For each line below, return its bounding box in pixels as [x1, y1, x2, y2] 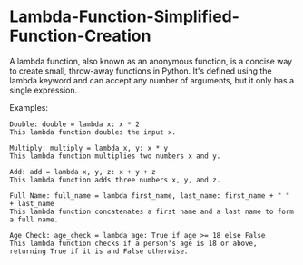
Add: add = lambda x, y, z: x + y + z [9, 167, 156, 176]
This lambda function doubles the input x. [9, 127, 177, 137]
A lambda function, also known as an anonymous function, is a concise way [9, 55, 293, 66]
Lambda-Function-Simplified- [9, 6, 240, 27]
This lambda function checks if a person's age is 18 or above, [9, 239, 258, 248]
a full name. [9, 215, 59, 224]
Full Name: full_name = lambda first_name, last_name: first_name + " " [9, 191, 290, 201]
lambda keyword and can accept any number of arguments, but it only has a [9, 74, 295, 85]
